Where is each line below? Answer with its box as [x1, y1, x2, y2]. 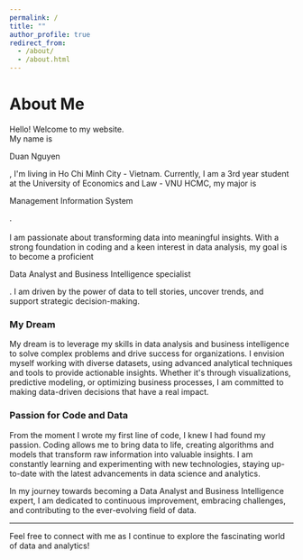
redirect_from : [9, 38, 67, 48]
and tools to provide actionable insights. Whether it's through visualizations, [9, 367, 291, 379]
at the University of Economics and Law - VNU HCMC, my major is [9, 178, 257, 188]
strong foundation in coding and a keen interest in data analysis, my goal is [9, 241, 288, 252]
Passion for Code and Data [9, 409, 129, 422]
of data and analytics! [9, 540, 90, 551]
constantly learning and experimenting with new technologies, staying [9, 458, 271, 469]
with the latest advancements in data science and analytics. [39, 468, 262, 479]
